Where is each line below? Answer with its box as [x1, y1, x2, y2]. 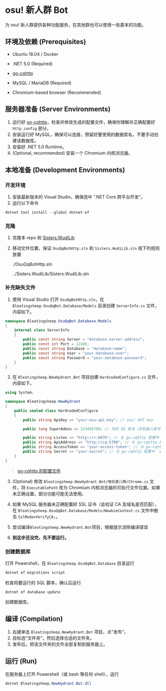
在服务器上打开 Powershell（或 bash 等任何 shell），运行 [5, 671, 119, 677]
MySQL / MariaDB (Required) [12, 80, 72, 86]
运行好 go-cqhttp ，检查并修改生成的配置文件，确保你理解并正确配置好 [12, 119, 156, 125]
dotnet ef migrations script [5, 570, 65, 575]
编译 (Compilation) [5, 615, 63, 623]
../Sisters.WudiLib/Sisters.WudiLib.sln [12, 271, 89, 277]
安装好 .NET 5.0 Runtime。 [12, 144, 67, 150]
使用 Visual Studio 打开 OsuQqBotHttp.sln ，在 [12, 296, 105, 302]
